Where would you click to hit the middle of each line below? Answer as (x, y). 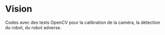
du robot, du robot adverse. (33, 27)
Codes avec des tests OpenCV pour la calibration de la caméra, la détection (83, 22)
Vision (19, 9)
